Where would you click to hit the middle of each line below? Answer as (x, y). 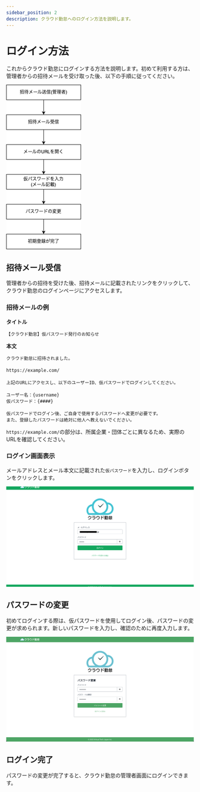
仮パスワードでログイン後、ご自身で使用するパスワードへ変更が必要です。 (83, 414)
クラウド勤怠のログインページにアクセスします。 (66, 291)
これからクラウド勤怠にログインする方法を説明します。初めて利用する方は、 (100, 69)
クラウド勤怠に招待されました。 (40, 358)
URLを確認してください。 (37, 439)
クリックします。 (37, 477)
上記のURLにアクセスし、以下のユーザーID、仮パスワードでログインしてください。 (92, 383)
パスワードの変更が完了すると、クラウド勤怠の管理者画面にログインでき (95, 775)
